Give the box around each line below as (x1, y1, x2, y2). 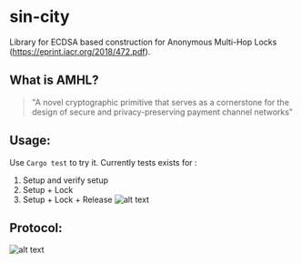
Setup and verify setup (22, 175, 109, 186)
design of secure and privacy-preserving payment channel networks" (31, 106, 294, 117)
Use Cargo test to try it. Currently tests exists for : (9, 157, 197, 167)
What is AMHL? (9, 73, 99, 88)
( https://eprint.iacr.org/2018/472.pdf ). (9, 46, 151, 56)
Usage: (9, 133, 52, 148)
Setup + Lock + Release (22, 194, 113, 205)
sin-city (9, 6, 70, 27)
